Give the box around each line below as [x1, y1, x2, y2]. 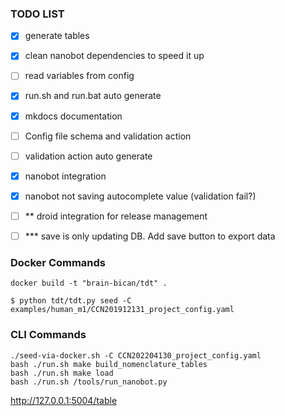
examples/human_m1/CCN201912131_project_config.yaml [10, 305, 235, 315]
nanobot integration [24, 170, 107, 182]
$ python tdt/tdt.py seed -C [10, 296, 132, 306]
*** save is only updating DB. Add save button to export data [24, 230, 276, 242]
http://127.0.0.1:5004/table [10, 394, 118, 406]
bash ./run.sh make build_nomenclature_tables [10, 359, 208, 369]
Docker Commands [10, 255, 107, 269]
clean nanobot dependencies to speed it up [24, 50, 205, 62]
